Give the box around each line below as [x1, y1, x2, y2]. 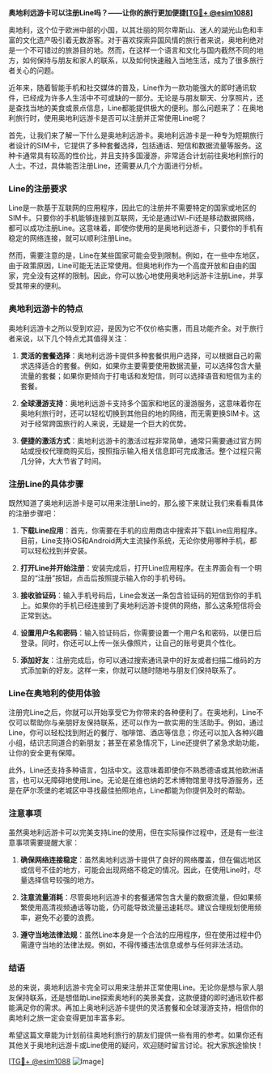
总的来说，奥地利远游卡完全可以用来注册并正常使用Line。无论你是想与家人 [8, 982, 257, 992]
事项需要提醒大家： [15, 838, 79, 848]
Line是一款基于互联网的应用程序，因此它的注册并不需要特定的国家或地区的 [8, 203, 257, 213]
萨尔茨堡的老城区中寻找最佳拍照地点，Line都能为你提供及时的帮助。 [22, 785, 249, 795]
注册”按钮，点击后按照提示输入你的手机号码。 [37, 573, 190, 583]
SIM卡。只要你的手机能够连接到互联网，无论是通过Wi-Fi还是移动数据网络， [8, 213, 259, 223]
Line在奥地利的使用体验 [8, 687, 100, 699]
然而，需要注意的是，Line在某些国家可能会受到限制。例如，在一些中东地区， [8, 250, 264, 260]
